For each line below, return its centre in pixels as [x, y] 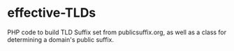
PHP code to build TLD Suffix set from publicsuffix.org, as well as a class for [117, 32]
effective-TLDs [52, 13]
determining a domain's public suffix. [60, 39]
